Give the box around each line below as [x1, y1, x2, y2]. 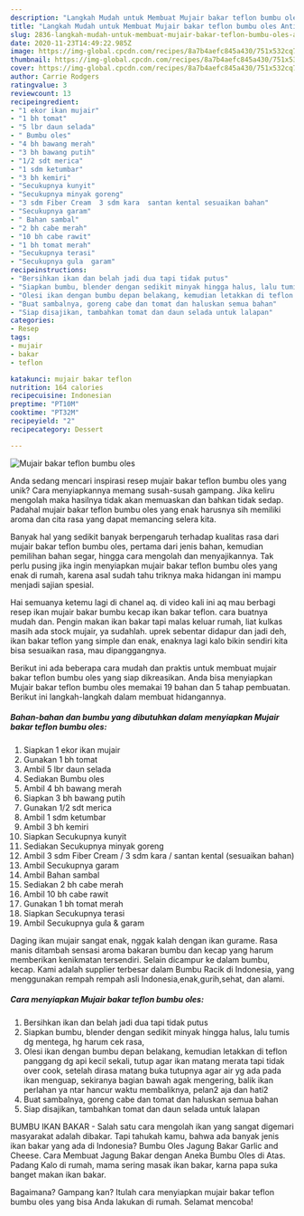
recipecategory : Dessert [10, 424, 104, 434]
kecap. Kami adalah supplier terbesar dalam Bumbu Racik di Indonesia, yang [10, 964, 295, 974]
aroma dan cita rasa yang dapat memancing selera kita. [10, 513, 216, 525]
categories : [10, 316, 55, 326]
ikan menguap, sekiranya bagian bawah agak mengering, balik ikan [23, 1074, 274, 1086]
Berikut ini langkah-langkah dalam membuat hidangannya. [10, 691, 226, 702]
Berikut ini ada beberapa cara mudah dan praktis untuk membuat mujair [10, 662, 277, 673]
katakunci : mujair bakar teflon [10, 375, 132, 384]
